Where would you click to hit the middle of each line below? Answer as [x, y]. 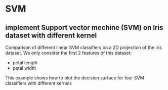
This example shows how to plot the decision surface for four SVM [75, 78]
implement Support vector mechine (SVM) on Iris [84, 28]
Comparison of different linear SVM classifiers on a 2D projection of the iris [83, 48]
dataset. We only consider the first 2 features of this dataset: [69, 53]
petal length [25, 63]
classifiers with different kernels [39, 83]
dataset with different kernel [51, 35]
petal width [24, 68]
